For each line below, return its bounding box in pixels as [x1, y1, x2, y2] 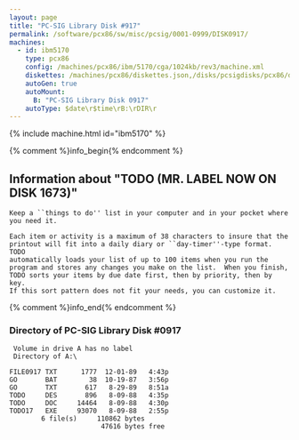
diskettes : [25, 71, 66, 80]
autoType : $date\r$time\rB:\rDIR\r [25, 104, 158, 113]
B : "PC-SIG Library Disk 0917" [32, 95, 149, 105]
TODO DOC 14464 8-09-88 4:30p [9, 399, 169, 408]
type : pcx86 [25, 54, 69, 63]
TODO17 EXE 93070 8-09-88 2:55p [9, 406, 169, 416]
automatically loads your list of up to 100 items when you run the [9, 255, 269, 265]
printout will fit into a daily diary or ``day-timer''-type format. [9, 240, 273, 249]
